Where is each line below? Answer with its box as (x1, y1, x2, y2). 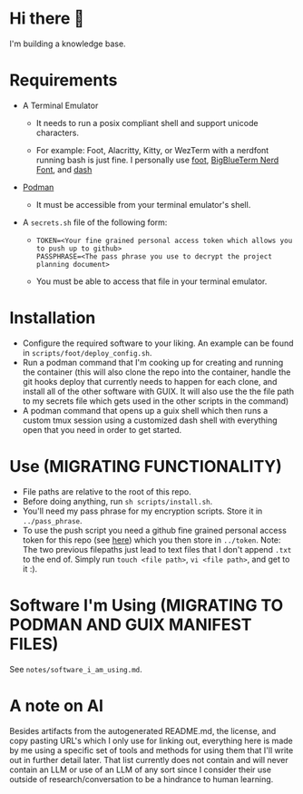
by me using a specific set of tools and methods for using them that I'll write (9, 744, 294, 756)
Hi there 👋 (9, 8, 84, 29)
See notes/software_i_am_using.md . (9, 663, 142, 674)
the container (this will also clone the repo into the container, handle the (22, 367, 291, 377)
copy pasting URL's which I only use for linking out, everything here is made (9, 735, 293, 746)
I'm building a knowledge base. (9, 38, 126, 49)
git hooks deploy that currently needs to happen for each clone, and (22, 376, 278, 387)
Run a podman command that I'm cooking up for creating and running (22, 357, 284, 368)
